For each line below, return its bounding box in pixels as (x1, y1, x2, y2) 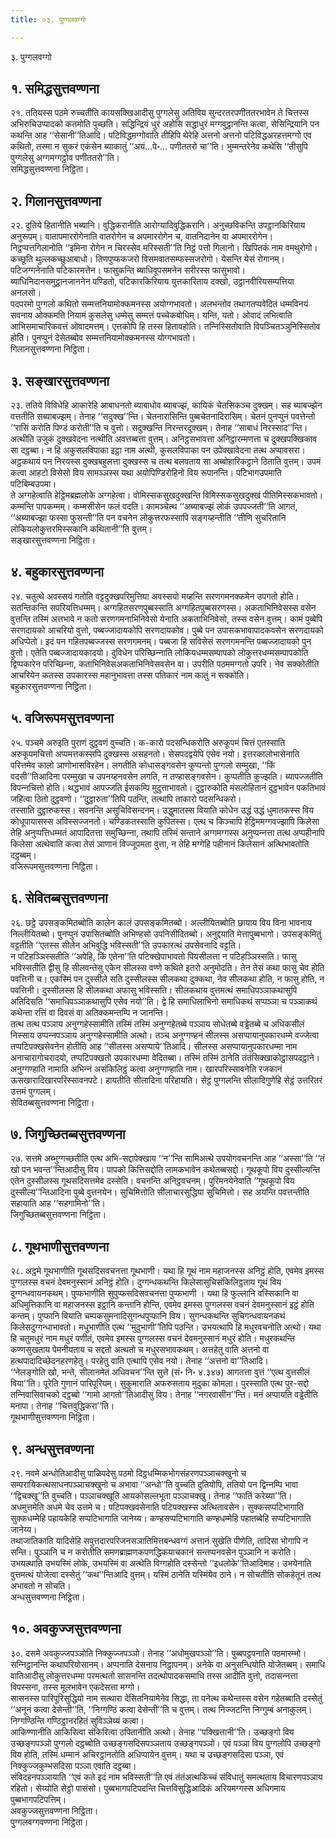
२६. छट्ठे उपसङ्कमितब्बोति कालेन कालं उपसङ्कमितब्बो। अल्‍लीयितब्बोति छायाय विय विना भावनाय (10, 916, 313, 928)
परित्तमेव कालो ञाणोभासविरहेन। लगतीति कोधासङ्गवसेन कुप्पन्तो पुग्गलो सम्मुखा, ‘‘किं (10, 759, 276, 771)
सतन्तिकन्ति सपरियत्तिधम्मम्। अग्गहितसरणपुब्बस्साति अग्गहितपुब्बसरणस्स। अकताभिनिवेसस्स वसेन (10, 601, 317, 613)
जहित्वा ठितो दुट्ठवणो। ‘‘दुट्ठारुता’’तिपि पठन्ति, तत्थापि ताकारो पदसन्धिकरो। (10, 792, 242, 805)
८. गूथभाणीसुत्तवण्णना (10, 1238, 110, 1255)
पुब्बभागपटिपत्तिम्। (10, 1793, 67, 1805)
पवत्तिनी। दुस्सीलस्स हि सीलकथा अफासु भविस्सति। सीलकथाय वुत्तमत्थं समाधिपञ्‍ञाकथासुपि (10, 984, 298, 996)
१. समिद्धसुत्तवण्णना (10, 81, 100, 98)
